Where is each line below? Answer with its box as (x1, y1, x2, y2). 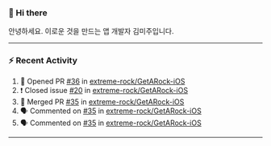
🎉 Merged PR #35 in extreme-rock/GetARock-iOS (19, 96, 185, 107)
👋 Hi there (8, 7, 48, 18)
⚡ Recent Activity (8, 55, 78, 67)
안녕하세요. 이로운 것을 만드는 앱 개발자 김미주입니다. (8, 26, 174, 36)
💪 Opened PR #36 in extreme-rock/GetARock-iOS (19, 76, 186, 86)
